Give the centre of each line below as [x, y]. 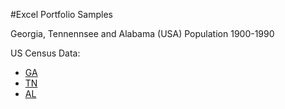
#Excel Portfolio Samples [61, 14]
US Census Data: [45, 53]
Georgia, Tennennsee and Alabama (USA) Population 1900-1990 [142, 33]
